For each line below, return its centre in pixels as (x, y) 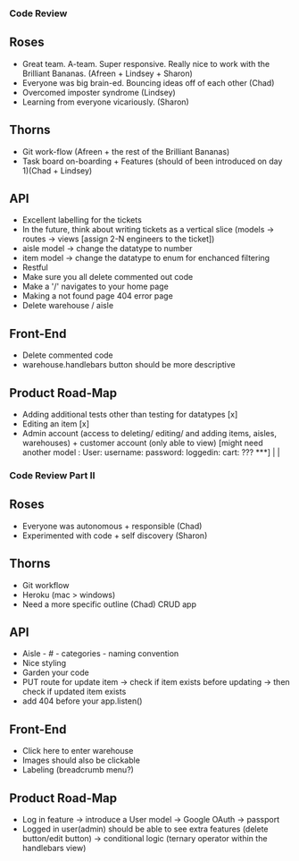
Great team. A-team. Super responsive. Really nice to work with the (146, 63)
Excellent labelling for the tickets (82, 220)
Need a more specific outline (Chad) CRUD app (109, 604)
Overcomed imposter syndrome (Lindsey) (99, 92)
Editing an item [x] (56, 424)
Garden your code (55, 672)
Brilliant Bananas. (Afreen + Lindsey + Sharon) (108, 73)
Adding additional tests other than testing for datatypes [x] (130, 414)
